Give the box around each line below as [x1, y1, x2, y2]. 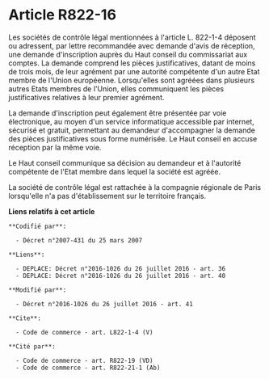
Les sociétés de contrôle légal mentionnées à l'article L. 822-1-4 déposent [8, 32, 256, 42]
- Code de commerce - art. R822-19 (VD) [15, 356, 153, 364]
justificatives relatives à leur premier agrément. [8, 92, 165, 102]
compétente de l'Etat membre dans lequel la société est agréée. [8, 166, 221, 176]
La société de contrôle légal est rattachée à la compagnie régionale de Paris [8, 182, 262, 192]
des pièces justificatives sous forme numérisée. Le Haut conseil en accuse [8, 133, 258, 143]
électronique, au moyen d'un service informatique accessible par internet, [8, 116, 254, 126]
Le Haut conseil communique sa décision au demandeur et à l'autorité [8, 158, 242, 167]
